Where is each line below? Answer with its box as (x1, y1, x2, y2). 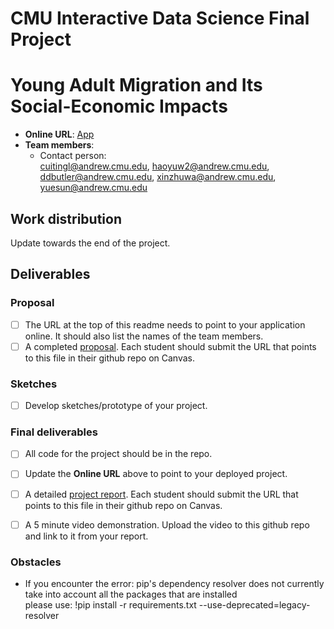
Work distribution (10, 210, 123, 227)
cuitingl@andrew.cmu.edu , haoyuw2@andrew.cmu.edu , (39, 160, 270, 172)
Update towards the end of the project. (10, 237, 171, 249)
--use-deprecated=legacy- (198, 598, 311, 611)
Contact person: (39, 150, 107, 162)
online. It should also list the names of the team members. (24, 330, 264, 342)
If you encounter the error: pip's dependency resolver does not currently (24, 577, 325, 589)
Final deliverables (10, 425, 98, 439)
